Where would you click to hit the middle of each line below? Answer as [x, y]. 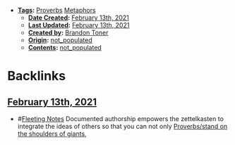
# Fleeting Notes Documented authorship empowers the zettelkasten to [121, 119]
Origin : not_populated [60, 40]
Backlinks [37, 76]
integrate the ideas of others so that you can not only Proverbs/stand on [122, 126]
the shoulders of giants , [52, 134]
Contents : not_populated [65, 48]
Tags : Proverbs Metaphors [57, 10]
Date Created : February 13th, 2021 [78, 18]
